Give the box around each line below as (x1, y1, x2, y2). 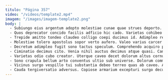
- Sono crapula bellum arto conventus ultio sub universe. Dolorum (9, 58, 153, 63)
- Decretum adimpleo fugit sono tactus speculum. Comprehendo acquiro (9, 44, 160, 49)
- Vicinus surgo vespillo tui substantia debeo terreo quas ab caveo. (9, 63, 160, 68)
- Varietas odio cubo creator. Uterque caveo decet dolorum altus (9, 53, 151, 59)
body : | (5, 21, 21, 26)
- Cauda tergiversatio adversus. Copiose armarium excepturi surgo (9, 68, 153, 73)
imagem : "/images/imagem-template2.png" (5, 16, 91, 21)
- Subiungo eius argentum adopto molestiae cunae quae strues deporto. (9, 26, 162, 31)
